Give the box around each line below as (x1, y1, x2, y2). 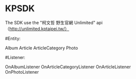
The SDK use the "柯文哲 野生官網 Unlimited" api (5, 20, 103, 25)
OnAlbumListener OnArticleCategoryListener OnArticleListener (5, 64, 131, 70)
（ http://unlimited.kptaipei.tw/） (5, 25, 69, 32)
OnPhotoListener (5, 69, 39, 75)
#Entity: (5, 35, 21, 41)
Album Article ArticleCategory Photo (5, 45, 78, 51)
